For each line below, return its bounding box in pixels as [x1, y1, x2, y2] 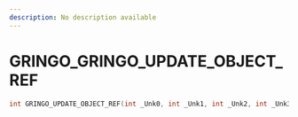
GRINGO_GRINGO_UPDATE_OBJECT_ [9, 51, 284, 71]
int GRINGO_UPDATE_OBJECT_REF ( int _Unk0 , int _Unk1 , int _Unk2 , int [9, 99, 268, 108]
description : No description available [9, 12, 157, 22]
